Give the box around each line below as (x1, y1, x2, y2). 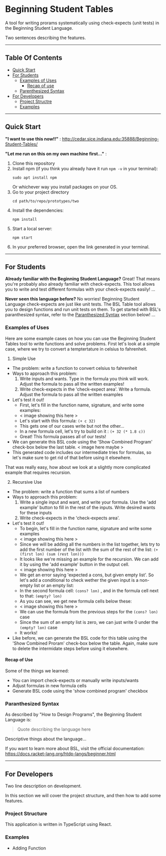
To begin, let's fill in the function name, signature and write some (19, 525, 152, 531)
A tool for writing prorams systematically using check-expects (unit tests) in (5, 20, 160, 26)
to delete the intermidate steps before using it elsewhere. (12, 645, 129, 652)
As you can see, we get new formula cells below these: (19, 598, 132, 604)
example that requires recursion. (5, 469, 72, 475)
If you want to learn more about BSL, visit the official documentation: (5, 746, 145, 752)
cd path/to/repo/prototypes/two (12, 199, 79, 203)
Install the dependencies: (12, 207, 64, 213)
